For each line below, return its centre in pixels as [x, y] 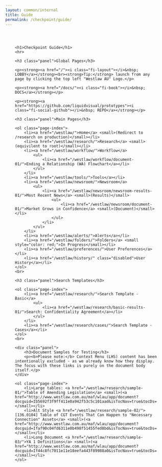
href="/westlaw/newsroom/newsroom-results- [105, 191]
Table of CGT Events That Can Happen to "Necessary [96, 415]
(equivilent [28, 146]
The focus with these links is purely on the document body [80, 366]
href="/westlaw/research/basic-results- [102, 308]
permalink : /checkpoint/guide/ [39, 19]
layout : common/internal [32, 10]
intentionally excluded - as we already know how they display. [85, 362]
